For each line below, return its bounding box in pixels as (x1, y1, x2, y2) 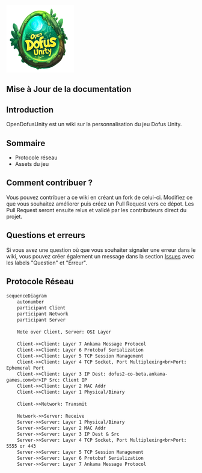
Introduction (6, 105, 54, 115)
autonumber (17, 299, 44, 305)
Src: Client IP (49, 377, 87, 383)
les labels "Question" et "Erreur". (6, 259, 87, 266)
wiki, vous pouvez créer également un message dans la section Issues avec (6, 252, 194, 260)
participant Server (17, 317, 66, 323)
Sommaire (6, 138, 46, 148)
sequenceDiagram (6, 293, 47, 299)
